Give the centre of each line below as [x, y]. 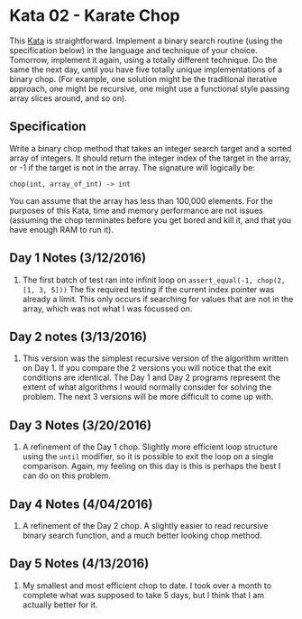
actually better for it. [60, 605]
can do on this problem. [66, 476]
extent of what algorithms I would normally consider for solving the [147, 387]
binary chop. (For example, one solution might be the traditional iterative [143, 79]
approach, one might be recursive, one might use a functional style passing [150, 88]
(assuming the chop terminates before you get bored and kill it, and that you [151, 220]
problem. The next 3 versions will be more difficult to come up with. [148, 397]
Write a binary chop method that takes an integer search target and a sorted [151, 148]
